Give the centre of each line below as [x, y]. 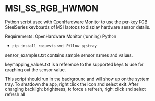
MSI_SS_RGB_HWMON [52, 8]
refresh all [15, 94]
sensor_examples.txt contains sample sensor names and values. [69, 55]
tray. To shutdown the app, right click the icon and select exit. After [72, 84]
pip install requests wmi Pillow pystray [54, 46]
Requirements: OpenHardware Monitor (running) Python [61, 36]
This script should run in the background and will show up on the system [77, 79]
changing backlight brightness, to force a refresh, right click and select [76, 89]
